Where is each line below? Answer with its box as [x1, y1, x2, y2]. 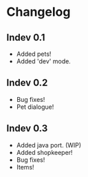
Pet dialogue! [16, 103, 54, 111]
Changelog [6, 4, 71, 20]
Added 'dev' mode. [16, 57, 71, 65]
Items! [16, 163, 35, 171]
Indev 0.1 [6, 32, 45, 43]
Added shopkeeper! [16, 148, 73, 156]
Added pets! [16, 50, 52, 58]
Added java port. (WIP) [16, 140, 82, 149]
